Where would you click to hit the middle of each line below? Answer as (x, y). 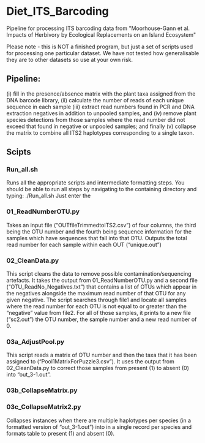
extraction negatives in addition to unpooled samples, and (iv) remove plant (102, 113)
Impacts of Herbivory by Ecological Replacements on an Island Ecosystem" (101, 34)
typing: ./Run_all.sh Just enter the (49, 196)
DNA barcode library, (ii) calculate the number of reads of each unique (95, 100)
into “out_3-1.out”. (28, 374)
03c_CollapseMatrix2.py (44, 407)
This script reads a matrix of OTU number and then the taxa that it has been (102, 355)
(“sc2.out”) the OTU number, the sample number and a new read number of (102, 319)
